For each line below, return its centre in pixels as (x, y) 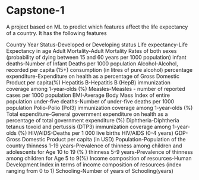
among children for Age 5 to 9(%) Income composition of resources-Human (99, 158)
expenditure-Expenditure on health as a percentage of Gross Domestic (93, 76)
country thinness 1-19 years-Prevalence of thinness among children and (94, 146)
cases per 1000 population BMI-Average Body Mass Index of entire (88, 95)
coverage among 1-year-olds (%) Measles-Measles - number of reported (96, 89)
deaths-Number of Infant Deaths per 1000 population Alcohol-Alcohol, (92, 64)
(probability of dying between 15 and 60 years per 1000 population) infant (97, 57)
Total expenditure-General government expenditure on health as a (87, 114)
